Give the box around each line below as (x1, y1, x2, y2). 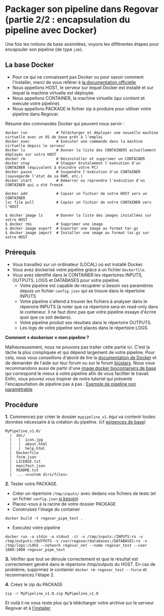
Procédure (5, 400, 39, 409)
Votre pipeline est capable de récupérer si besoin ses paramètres (19, 282, 154, 288)
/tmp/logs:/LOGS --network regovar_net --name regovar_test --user (5, 543, 148, 548)
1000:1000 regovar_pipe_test (5, 547, 65, 552)
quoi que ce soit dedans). (19, 314, 72, 320)
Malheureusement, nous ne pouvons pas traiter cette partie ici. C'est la (5, 344, 150, 350)
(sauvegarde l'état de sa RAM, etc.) (5, 174, 83, 178)
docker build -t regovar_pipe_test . (5, 516, 83, 521)
